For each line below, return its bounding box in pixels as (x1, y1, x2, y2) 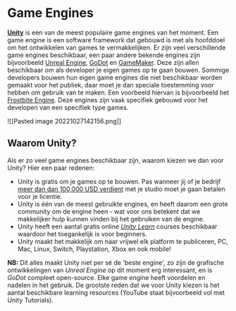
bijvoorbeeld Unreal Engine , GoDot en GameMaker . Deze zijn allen (7, 58, 199, 66)
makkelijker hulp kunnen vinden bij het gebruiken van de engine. (17, 214, 205, 223)
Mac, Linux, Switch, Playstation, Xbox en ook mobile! (17, 245, 171, 253)
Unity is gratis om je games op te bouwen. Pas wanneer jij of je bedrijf (17, 177, 221, 185)
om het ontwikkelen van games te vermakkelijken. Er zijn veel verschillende (7, 43, 226, 51)
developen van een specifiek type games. (7, 103, 129, 111)
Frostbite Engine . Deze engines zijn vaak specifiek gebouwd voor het (7, 95, 208, 104)
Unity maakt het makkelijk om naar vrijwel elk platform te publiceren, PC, (17, 237, 229, 245)
